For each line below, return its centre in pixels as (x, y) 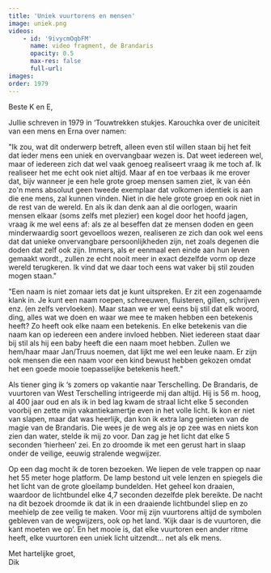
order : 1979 (28, 83)
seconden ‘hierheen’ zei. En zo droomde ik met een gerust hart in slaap (127, 444)
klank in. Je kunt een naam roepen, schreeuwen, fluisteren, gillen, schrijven (134, 299)
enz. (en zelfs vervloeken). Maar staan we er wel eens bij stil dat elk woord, (134, 308)
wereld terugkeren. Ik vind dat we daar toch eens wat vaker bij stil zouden (131, 267)
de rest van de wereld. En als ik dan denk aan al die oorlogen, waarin (123, 206)
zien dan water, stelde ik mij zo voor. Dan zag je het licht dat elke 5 (119, 436)
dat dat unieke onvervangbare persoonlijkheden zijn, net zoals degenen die (134, 241)
